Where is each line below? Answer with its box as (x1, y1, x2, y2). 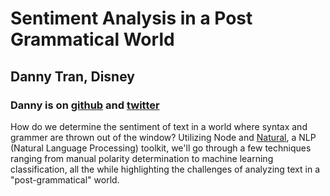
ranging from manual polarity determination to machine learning (10, 152, 274, 164)
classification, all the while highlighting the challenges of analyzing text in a (10, 163, 321, 175)
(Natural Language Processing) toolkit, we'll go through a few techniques (10, 142, 312, 154)
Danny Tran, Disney (10, 68, 135, 85)
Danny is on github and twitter (10, 98, 160, 112)
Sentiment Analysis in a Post (10, 7, 253, 30)
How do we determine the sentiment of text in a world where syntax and (10, 120, 308, 132)
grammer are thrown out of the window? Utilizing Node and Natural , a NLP (10, 131, 317, 143)
